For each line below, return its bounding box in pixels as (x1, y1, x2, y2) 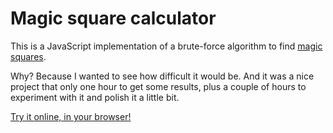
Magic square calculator (10, 7, 217, 30)
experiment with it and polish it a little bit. (10, 91, 180, 103)
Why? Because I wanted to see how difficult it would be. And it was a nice (10, 70, 315, 82)
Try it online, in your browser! (10, 110, 132, 122)
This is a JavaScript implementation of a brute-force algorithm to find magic (10, 40, 323, 52)
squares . (10, 50, 47, 62)
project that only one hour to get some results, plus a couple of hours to (10, 80, 307, 92)
